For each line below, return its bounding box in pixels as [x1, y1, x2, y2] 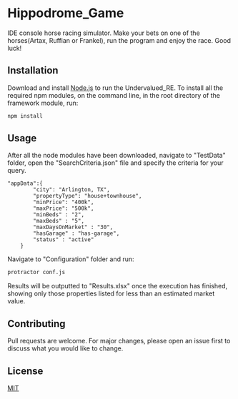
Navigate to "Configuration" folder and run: [7, 255, 134, 263]
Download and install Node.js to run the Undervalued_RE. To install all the [7, 84, 224, 92]
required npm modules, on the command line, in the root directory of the [7, 91, 220, 99]
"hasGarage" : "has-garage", [33, 230, 120, 237]
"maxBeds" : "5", [33, 218, 84, 225]
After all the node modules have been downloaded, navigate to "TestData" [7, 151, 227, 160]
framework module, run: [7, 99, 79, 107]
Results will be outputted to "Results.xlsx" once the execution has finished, [7, 282, 228, 291]
